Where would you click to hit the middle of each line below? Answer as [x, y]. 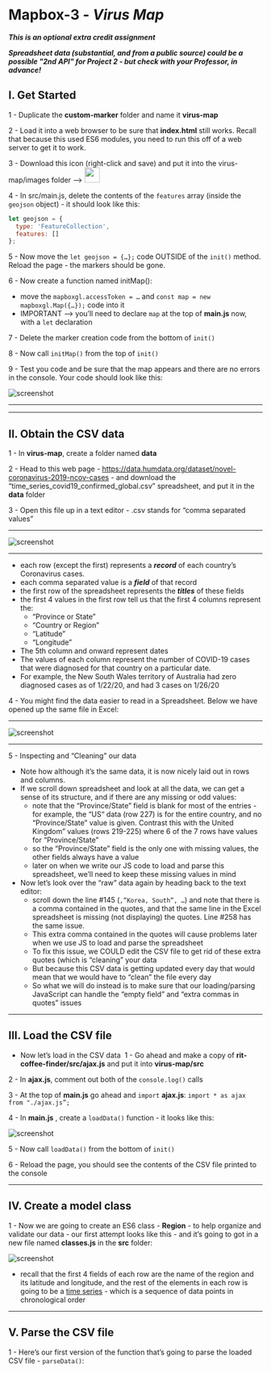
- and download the [143, 478]
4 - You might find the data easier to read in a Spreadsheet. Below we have [133, 701]
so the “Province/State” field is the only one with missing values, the [146, 849]
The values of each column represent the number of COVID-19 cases [135, 660]
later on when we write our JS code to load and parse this [128, 866]
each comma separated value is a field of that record [108, 582]
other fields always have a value [85, 858]
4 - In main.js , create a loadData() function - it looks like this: [111, 1117]
